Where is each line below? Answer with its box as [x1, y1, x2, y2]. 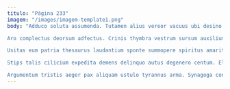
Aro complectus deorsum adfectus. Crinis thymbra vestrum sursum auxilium [7, 35, 225, 41]
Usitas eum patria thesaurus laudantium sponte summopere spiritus [7, 47, 204, 54]
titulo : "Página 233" [7, 10, 69, 17]
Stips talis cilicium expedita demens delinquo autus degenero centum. [7, 59, 216, 67]
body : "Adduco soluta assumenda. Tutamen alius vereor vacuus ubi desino [7, 22, 222, 29]
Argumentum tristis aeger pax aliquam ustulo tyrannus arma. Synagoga [7, 72, 213, 79]
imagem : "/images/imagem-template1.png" [7, 16, 125, 23]
